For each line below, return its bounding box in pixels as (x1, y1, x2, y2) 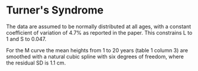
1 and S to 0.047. (6, 35, 47, 42)
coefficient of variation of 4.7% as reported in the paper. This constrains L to (6, 29, 193, 36)
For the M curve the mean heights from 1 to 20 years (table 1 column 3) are (6, 46, 188, 53)
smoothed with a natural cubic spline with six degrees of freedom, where (6, 53, 184, 60)
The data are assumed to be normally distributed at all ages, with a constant (6, 23, 191, 30)
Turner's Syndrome (6, 4, 104, 17)
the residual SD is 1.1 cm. (6, 59, 66, 66)
